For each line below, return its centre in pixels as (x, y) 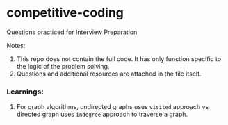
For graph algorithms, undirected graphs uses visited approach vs (113, 107)
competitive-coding (65, 13)
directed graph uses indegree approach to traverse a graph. (102, 114)
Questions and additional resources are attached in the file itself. (109, 74)
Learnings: (25, 92)
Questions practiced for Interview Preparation (72, 32)
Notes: (16, 45)
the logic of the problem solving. (63, 66)
